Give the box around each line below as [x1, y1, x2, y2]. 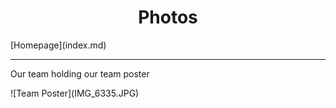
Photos [138, 6, 198, 29]
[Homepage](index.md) [10, 39, 107, 51]
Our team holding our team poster [10, 67, 150, 80]
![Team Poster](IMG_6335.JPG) [10, 87, 140, 99]
